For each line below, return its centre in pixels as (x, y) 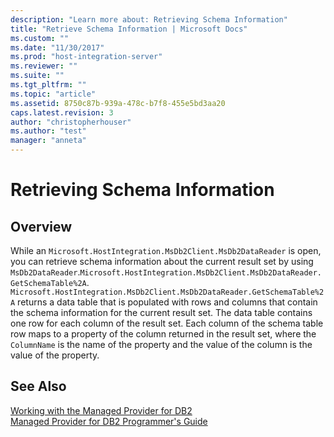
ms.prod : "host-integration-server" (86, 57)
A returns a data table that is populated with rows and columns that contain (164, 302)
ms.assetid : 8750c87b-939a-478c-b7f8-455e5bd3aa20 (118, 103)
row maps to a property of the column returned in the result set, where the (163, 334)
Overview (41, 226)
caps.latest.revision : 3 (62, 112)
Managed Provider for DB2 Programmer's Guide (109, 421)
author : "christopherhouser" (71, 122)
